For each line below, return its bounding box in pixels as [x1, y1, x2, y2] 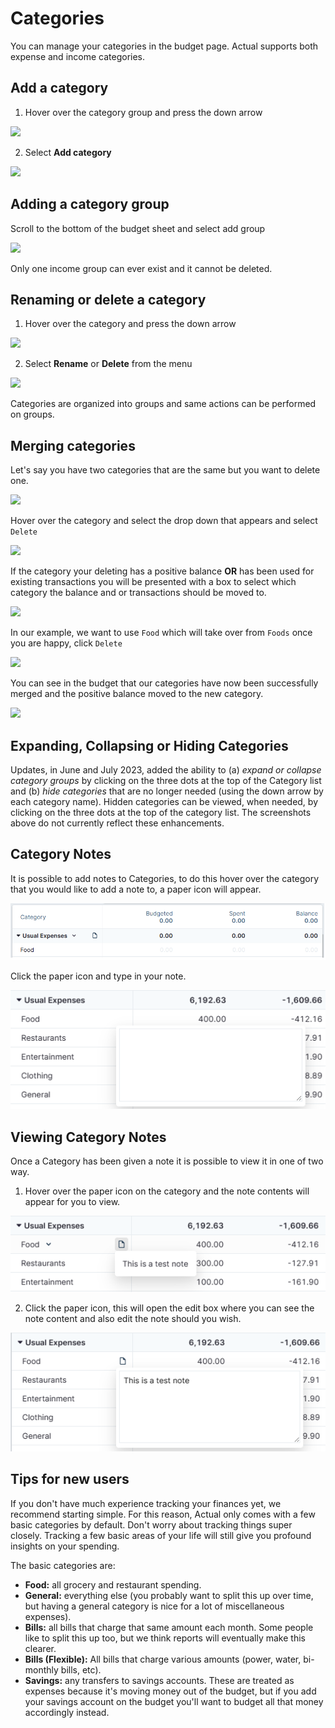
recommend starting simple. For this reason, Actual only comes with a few [10, 1508, 316, 1520]
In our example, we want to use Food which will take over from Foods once [10, 627, 313, 639]
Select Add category [24, 146, 112, 158]
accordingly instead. [24, 1706, 110, 1718]
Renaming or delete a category [10, 291, 207, 308]
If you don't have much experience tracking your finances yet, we [10, 1497, 282, 1509]
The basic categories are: [10, 1559, 116, 1571]
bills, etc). [60, 1663, 102, 1676]
